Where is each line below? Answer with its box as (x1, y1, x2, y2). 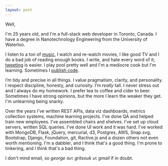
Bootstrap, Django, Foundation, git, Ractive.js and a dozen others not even (5, 134, 159, 140)
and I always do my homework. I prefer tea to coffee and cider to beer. (5, 87, 151, 93)
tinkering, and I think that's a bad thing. (5, 145, 86, 151)
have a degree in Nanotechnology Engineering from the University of (5, 36, 148, 42)
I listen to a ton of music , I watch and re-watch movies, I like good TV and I (5, 51, 159, 57)
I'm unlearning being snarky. (5, 98, 64, 104)
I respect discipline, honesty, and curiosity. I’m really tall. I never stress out (5, 82, 159, 88)
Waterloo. (5, 41, 26, 48)
